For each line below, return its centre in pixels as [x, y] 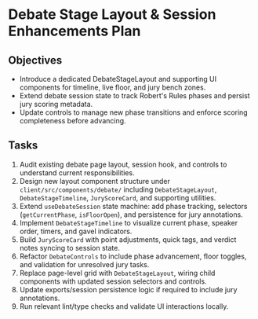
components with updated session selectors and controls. [113, 281]
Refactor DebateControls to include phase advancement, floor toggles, [133, 256]
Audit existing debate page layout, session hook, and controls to [123, 164]
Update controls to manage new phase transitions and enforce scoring [134, 112]
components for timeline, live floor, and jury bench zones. [113, 87]
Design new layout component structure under [94, 181]
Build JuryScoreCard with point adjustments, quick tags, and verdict [128, 239]
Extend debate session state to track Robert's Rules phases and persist [134, 95]
